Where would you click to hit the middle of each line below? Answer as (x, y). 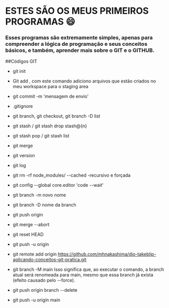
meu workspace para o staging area (50, 87)
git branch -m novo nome (39, 195)
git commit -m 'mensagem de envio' (51, 96)
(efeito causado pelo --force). (44, 281)
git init (19, 71)
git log (19, 165)
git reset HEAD (28, 235)
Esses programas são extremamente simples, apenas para (79, 38)
